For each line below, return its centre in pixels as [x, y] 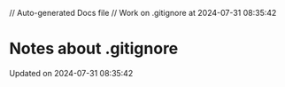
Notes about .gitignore [94, 49]
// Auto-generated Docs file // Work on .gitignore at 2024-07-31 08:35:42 [143, 13]
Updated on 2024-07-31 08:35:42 [71, 73]
